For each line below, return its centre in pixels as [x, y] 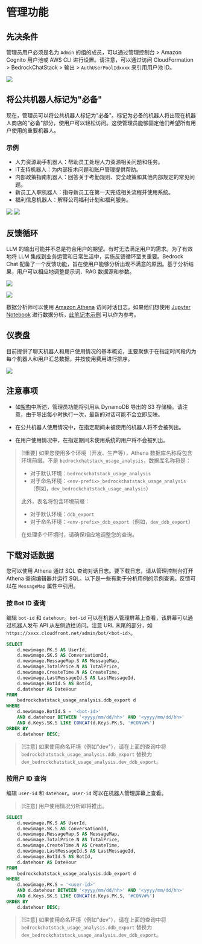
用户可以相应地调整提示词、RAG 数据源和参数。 [76, 271]
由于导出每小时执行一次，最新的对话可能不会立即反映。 [94, 414]
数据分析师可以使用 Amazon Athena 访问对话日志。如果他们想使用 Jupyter [99, 307]
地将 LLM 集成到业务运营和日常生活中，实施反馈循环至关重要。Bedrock [95, 256]
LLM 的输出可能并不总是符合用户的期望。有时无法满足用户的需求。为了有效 [99, 249]
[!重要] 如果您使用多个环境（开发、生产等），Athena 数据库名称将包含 [107, 453]
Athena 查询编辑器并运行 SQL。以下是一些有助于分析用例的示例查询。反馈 [99, 579]
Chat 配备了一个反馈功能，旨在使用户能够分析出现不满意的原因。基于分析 [97, 264]
